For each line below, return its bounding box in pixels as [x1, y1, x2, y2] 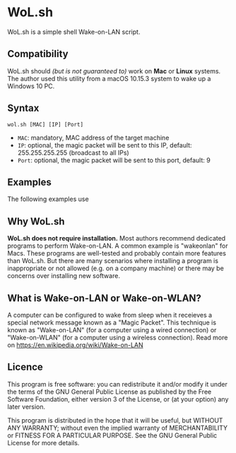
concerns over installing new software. [7, 272, 120, 280]
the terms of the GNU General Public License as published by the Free [7, 387, 212, 396]
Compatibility [7, 48, 69, 60]
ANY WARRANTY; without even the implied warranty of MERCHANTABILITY [7, 423, 228, 432]
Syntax [7, 102, 40, 114]
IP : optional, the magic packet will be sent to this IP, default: [17, 140, 192, 149]
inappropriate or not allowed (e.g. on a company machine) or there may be [7, 264, 224, 272]
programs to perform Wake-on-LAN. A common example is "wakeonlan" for [7, 241, 228, 250]
